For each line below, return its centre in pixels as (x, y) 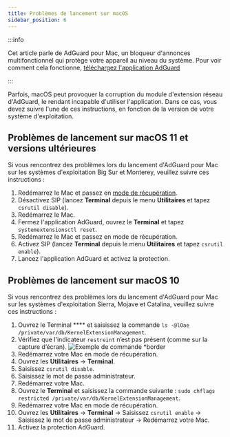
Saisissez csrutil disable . (56, 369)
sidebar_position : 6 (38, 20)
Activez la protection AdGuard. (61, 427)
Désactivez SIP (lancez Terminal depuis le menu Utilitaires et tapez (114, 200)
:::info (16, 39)
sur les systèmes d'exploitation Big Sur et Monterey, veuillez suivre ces (108, 172)
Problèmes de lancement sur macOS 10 (94, 280)
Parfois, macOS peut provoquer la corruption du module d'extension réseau (115, 94)
